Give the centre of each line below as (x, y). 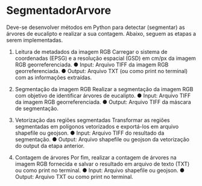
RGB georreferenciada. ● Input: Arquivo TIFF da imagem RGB (92, 65)
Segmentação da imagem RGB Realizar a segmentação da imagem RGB (104, 89)
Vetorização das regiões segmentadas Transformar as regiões (92, 120)
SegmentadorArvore (59, 11)
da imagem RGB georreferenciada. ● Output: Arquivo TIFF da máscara (103, 102)
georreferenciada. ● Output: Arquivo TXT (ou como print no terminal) (101, 71)
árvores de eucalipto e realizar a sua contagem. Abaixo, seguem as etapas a (101, 33)
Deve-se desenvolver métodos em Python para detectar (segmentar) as (96, 27)
